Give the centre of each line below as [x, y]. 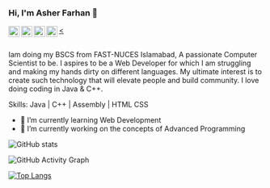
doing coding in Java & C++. [56, 89]
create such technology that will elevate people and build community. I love [134, 81]
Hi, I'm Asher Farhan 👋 [53, 13]
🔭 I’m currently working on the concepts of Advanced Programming [133, 129]
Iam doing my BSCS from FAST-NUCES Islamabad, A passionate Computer [133, 55]
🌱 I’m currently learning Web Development [91, 120]
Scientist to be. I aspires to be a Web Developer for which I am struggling [130, 63]
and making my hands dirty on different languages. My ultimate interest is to [135, 72]
